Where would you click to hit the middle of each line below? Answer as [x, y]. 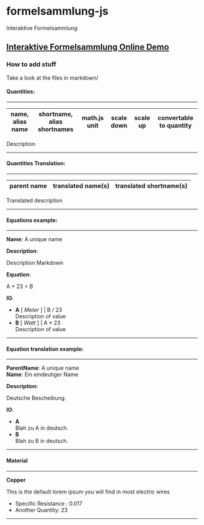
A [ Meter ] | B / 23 [39, 310]
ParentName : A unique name [43, 368]
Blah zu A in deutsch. [42, 428]
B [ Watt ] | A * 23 [38, 323]
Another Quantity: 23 [41, 510]
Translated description [34, 201]
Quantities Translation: [36, 163]
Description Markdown [35, 263]
